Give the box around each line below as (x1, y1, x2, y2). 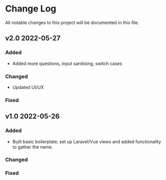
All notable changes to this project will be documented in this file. (5, 19, 140, 25)
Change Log (5, 3, 56, 14)
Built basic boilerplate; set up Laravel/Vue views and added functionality (12, 138, 161, 144)
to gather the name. (12, 143, 53, 150)
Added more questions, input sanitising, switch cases (12, 60, 122, 66)
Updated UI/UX (12, 84, 44, 90)
